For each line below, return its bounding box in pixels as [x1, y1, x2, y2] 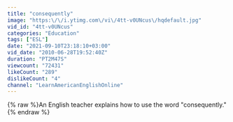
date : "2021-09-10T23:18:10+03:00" [7, 43, 111, 49]
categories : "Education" [7, 29, 80, 37]
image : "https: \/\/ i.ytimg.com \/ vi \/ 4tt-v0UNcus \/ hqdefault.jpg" [7, 17, 202, 24]
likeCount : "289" [7, 68, 58, 75]
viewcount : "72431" [7, 62, 64, 69]
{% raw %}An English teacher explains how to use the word [7, 100, 180, 109]
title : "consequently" [7, 10, 73, 17]
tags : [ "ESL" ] [7, 36, 49, 43]
